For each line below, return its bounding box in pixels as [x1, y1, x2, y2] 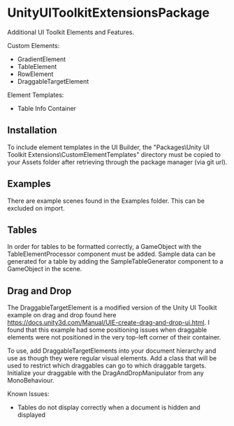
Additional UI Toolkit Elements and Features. [7, 28, 135, 36]
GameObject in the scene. [7, 265, 82, 273]
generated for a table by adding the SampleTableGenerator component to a [7, 257, 224, 266]
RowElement [17, 70, 54, 78]
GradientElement [17, 54, 66, 63]
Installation [7, 124, 57, 137]
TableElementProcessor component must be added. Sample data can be [7, 250, 216, 259]
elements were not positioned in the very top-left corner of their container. [7, 333, 221, 342]
